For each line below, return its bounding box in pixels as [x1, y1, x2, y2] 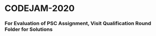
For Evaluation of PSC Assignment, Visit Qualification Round [4, 20, 152, 27]
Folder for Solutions [4, 26, 53, 33]
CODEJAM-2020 [4, 3, 75, 14]
